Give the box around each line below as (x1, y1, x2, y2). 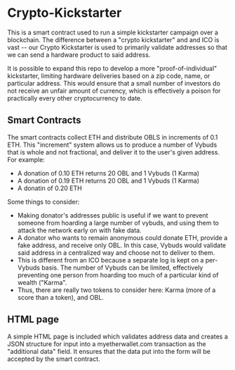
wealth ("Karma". (17, 278, 67, 286)
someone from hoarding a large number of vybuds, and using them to (17, 218, 220, 227)
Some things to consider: (7, 197, 80, 206)
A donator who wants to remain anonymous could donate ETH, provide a (17, 233, 228, 242)
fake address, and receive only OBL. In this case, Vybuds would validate (17, 241, 227, 249)
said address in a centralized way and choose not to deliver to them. (17, 248, 215, 257)
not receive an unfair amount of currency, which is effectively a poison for (7, 86, 221, 95)
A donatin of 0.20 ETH (17, 184, 82, 192)
